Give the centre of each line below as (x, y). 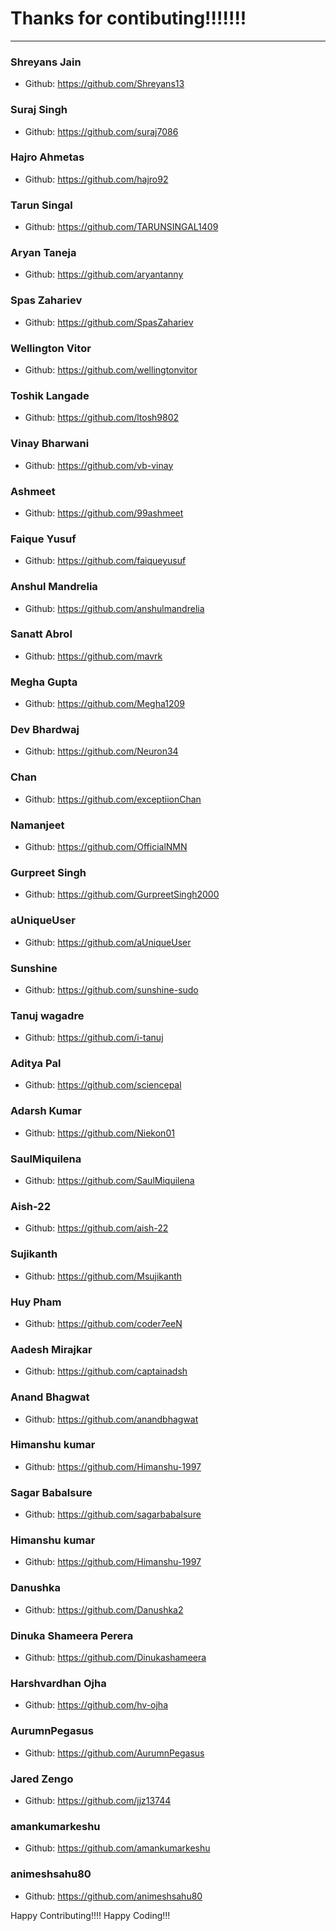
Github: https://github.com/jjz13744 (98, 1800)
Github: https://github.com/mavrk (93, 656)
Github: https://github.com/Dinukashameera (115, 1658)
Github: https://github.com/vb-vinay (99, 465)
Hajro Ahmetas (47, 157)
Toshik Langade (50, 395)
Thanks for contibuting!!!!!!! (128, 18)
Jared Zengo (42, 1779)
